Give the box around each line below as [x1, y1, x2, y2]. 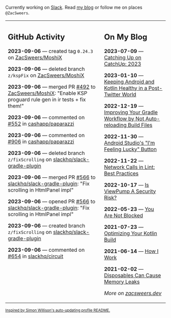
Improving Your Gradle [104, 109, 158, 116]
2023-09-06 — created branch [8, 222, 85, 229]
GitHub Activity [8, 32, 65, 42]
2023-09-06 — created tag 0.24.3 [8, 47, 93, 55]
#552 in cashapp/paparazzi [8, 120, 75, 127]
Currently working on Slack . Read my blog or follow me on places [5, 5, 142, 10]
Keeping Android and [104, 78, 155, 85]
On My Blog [104, 32, 148, 42]
